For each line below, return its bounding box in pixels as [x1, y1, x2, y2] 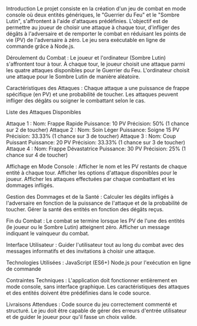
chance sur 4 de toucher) [6, 151, 68, 159]
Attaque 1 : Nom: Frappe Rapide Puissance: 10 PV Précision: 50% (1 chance [6, 120, 189, 127]
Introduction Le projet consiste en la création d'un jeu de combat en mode [6, 5, 186, 12]
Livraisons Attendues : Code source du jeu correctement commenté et [6, 301, 177, 308]
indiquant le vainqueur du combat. [6, 230, 90, 237]
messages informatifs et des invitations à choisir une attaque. [6, 248, 156, 254]
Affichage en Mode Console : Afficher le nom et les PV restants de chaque [6, 163, 187, 170]
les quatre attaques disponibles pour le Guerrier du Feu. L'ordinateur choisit [6, 67, 190, 73]
